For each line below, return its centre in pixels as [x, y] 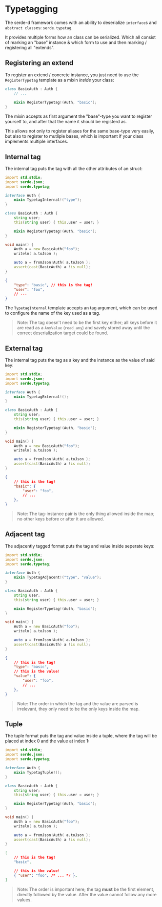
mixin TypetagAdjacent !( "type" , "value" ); [58, 578]
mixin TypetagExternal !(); [41, 397]
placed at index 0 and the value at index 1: [47, 741]
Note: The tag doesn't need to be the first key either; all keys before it [87, 323]
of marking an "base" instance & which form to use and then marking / [76, 42]
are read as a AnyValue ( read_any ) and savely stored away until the [83, 328]
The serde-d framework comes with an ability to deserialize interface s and [81, 22]
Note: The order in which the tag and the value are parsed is [77, 703]
